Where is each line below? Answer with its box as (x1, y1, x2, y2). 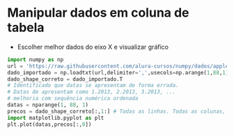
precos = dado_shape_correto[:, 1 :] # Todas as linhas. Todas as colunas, (7, 108, 226, 115)
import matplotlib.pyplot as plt (7, 114, 104, 121)
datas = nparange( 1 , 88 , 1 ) (7, 102, 89, 109)
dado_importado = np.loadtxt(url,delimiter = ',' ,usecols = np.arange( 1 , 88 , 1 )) (7, 69, 232, 76)
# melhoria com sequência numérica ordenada (7, 95, 139, 102)
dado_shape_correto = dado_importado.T (7, 75, 123, 83)
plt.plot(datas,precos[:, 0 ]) (7, 120, 92, 128)
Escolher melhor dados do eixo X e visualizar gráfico (17, 42, 169, 51)
